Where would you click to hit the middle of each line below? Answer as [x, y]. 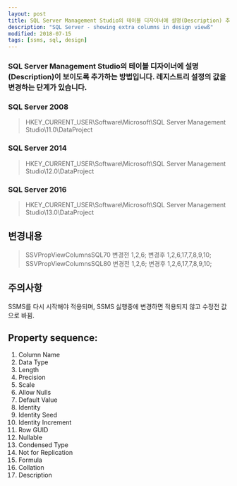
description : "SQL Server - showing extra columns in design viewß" [111, 27]
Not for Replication [45, 453]
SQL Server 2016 [37, 190]
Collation [31, 468]
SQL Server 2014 [38, 148]
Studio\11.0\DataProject [59, 130]
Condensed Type [43, 445]
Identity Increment [45, 422]
